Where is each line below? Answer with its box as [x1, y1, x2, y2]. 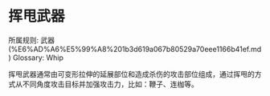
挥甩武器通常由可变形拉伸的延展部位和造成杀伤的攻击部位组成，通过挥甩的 [8, 69, 255, 78]
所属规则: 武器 [8, 35, 55, 45]
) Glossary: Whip [8, 53, 64, 62]
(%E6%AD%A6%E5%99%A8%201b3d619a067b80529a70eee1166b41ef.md [8, 44, 262, 54]
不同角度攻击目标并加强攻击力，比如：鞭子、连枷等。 [22, 79, 198, 89]
